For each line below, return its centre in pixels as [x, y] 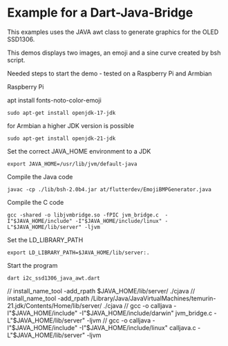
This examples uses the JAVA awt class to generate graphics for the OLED [113, 32]
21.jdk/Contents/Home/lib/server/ [55, 305]
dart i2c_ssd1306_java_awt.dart [54, 278]
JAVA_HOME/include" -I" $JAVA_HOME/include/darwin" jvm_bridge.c [114, 313]
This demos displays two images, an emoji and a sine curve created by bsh [114, 53]
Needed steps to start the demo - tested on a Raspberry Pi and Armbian [110, 73]
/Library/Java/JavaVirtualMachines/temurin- [153, 298]
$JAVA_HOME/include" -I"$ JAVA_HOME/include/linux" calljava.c [104, 327]
